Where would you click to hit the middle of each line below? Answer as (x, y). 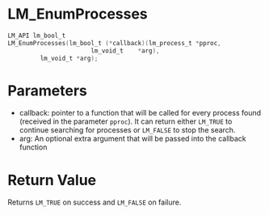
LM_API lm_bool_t (37, 36)
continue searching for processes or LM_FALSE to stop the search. (127, 130)
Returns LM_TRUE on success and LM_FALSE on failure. (95, 202)
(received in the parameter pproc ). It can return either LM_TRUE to (126, 121)
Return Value (52, 180)
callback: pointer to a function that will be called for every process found (140, 113)
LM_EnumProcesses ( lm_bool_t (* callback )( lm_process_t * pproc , (114, 43)
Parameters (48, 91)
